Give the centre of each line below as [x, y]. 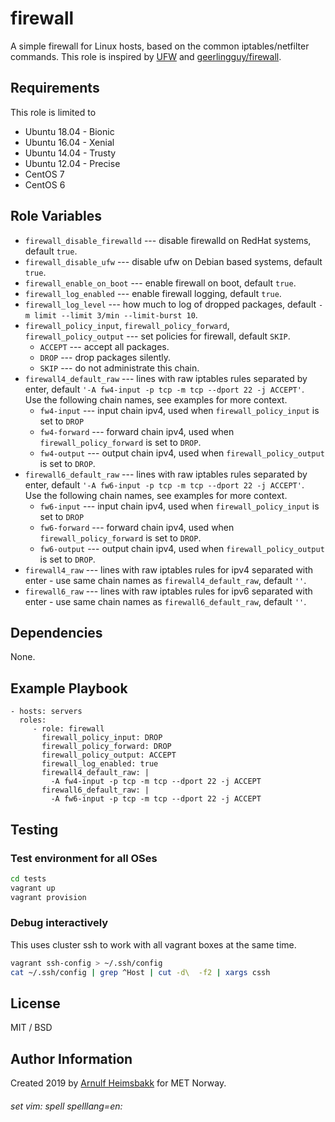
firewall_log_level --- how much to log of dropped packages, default [170, 304]
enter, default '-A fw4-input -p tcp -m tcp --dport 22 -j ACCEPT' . [164, 389]
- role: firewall [68, 729]
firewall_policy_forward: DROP [106, 747]
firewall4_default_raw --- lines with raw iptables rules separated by [166, 378]
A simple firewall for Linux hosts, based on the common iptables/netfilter [160, 46]
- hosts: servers [46, 712]
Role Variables [56, 216]
